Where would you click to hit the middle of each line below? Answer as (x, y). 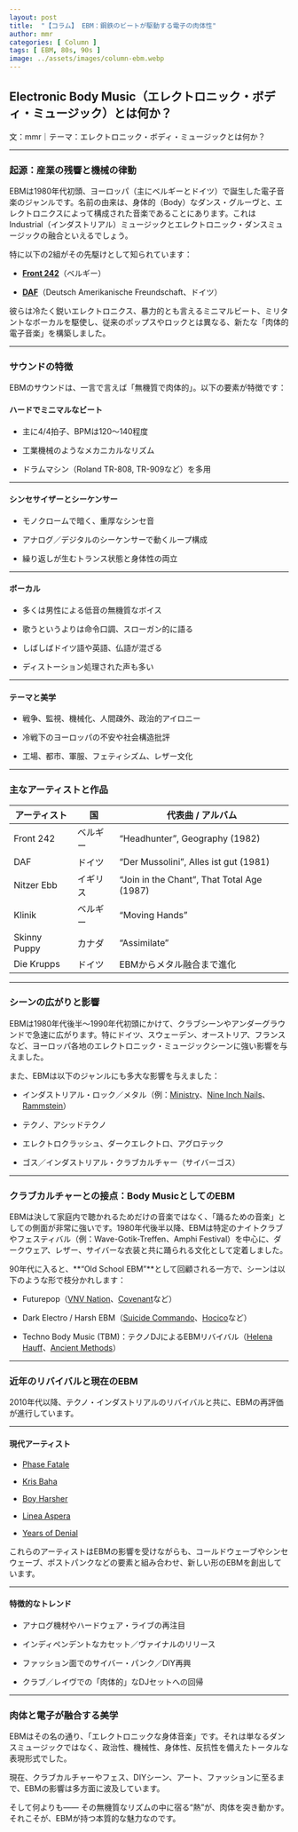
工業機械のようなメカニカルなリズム (88, 450)
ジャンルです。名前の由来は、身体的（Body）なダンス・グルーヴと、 (150, 202)
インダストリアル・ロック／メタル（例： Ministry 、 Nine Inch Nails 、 (146, 1094)
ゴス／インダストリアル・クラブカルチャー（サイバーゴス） (131, 1162)
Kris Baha (39, 1481)
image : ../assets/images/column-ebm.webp (87, 59)
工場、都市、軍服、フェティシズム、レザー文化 (107, 757)
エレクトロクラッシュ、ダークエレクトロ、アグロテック (123, 1143)
